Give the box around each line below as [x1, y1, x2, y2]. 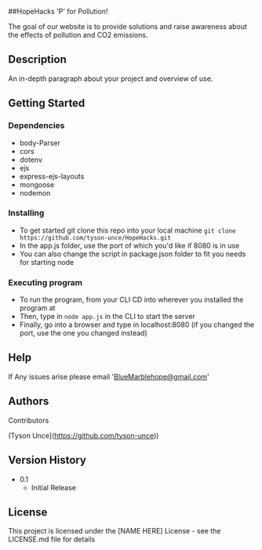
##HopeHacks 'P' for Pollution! [8, 7, 108, 16]
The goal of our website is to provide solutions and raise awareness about [8, 22, 247, 31]
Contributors [8, 416, 49, 425]
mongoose [19, 180, 55, 189]
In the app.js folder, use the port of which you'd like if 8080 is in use [19, 240, 240, 250]
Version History [8, 453, 86, 467]
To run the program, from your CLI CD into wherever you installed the [19, 295, 244, 305]
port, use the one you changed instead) [19, 328, 147, 338]
